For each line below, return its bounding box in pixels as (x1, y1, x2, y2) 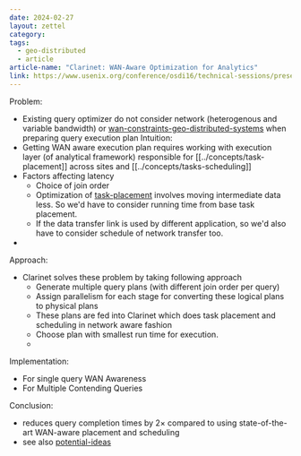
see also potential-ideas (21, 436, 112, 447)
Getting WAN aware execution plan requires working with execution (21, 142, 272, 152)
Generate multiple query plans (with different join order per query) (35, 281, 280, 292)
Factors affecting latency (21, 170, 115, 181)
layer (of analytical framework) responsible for (21, 151, 194, 162)
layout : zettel (9, 22, 66, 30)
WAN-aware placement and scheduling (34, 426, 180, 437)
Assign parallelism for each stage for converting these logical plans (35, 290, 285, 301)
